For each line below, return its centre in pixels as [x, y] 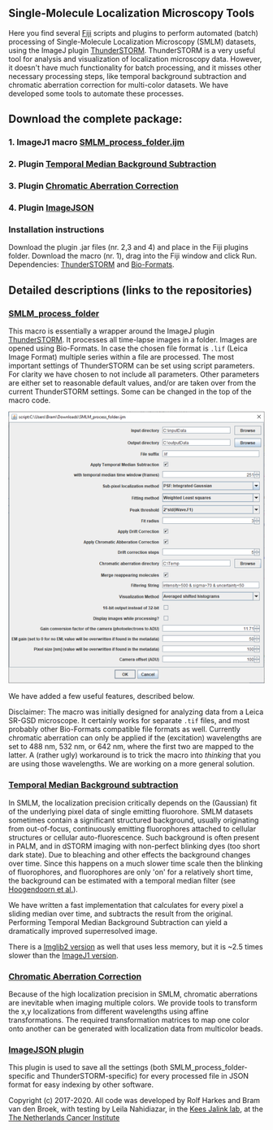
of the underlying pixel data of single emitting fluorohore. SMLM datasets [131, 811]
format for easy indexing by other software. [81, 1084]
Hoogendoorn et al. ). [43, 889]
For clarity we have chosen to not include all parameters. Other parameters [134, 374]
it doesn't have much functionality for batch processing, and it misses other [135, 68]
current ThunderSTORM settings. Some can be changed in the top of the [130, 391]
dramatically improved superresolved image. [83, 931]
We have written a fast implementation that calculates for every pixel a [126, 905]
